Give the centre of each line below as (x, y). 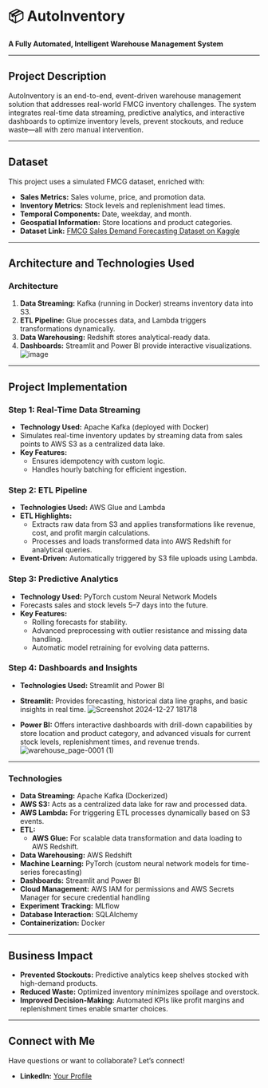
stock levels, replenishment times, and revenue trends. (110, 742)
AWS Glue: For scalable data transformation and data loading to (137, 838)
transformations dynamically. (67, 329)
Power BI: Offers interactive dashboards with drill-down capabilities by (136, 725)
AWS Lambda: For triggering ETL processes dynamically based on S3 (135, 813)
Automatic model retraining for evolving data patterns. (120, 647)
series (30, 872)
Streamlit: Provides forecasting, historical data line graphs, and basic (134, 701)
